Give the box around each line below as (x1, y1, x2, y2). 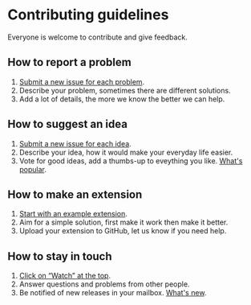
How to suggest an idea (7, 117, 128, 131)
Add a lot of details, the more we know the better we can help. (18, 94, 225, 104)
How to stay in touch (7, 249, 113, 263)
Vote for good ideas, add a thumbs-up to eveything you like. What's (18, 155, 243, 166)
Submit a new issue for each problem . (18, 76, 145, 86)
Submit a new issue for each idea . (18, 138, 132, 148)
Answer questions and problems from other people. (18, 279, 190, 289)
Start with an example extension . (18, 209, 128, 219)
